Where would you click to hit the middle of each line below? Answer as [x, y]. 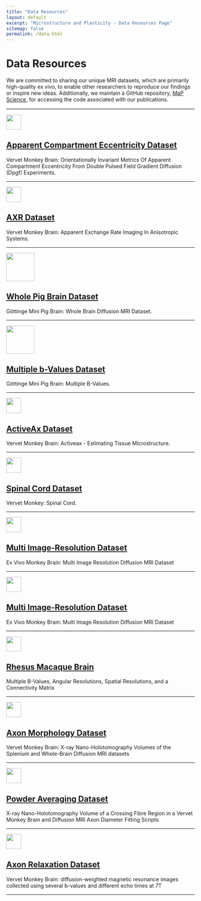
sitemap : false [25, 28]
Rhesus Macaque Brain [50, 667]
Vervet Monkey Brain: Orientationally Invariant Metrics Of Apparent [89, 160]
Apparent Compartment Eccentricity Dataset [92, 145]
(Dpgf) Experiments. [31, 172]
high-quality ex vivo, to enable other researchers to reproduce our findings [98, 87]
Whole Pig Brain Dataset [52, 297]
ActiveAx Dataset [39, 429]
